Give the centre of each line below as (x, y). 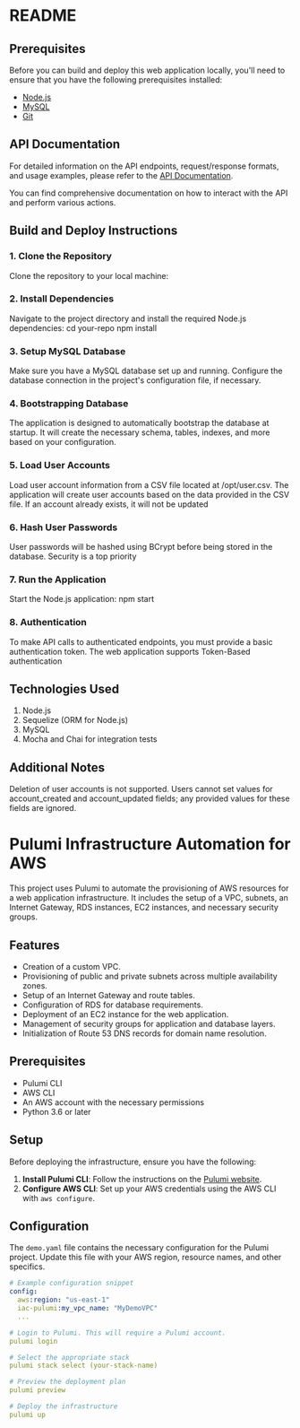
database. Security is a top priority (73, 556)
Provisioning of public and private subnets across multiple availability (150, 976)
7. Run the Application (58, 579)
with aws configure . (59, 1197)
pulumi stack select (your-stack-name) (84, 1366)
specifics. (27, 1267)
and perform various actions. (63, 202)
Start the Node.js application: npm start (82, 599)
